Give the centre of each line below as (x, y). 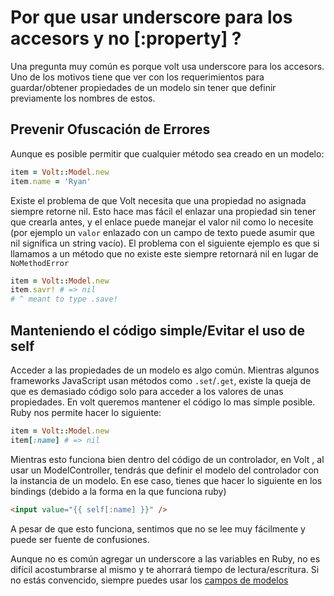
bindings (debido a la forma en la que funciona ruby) (118, 491)
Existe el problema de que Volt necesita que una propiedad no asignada (158, 200)
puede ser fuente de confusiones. (80, 539)
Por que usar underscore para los (151, 17)
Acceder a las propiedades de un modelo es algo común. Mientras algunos (165, 370)
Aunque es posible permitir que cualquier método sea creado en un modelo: (167, 153)
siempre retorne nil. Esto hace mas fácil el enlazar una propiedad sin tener (163, 211)
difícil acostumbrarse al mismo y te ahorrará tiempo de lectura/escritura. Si (165, 569)
